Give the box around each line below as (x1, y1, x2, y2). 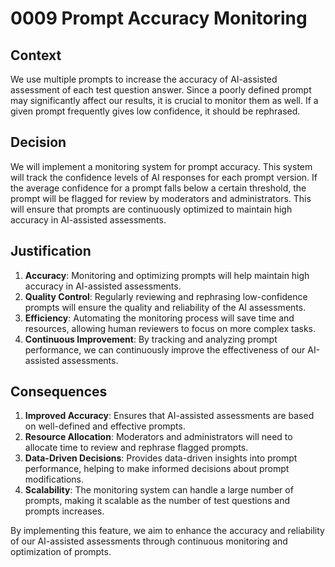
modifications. (24, 473, 85, 486)
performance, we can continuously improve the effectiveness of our (24, 343, 306, 356)
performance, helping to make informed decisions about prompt (24, 463, 290, 475)
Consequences (10, 383, 108, 401)
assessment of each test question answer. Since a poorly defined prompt (10, 84, 312, 96)
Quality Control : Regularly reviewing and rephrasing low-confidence (24, 290, 308, 302)
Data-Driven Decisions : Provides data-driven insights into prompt (24, 452, 298, 464)
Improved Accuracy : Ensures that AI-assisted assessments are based (24, 410, 315, 422)
